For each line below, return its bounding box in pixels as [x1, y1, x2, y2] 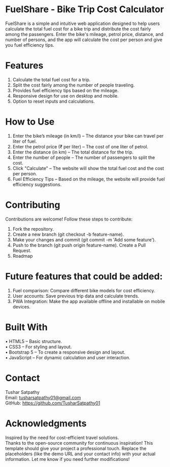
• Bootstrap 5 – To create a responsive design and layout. [5, 349, 125, 355]
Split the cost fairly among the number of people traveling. [12, 82, 135, 88]
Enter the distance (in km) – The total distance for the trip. [12, 149, 133, 155]
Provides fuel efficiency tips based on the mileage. [12, 87, 119, 94]
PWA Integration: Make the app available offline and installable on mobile [12, 298, 165, 304]
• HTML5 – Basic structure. [5, 338, 62, 344]
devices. [12, 303, 31, 309]
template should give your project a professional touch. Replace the [5, 445, 147, 451]
